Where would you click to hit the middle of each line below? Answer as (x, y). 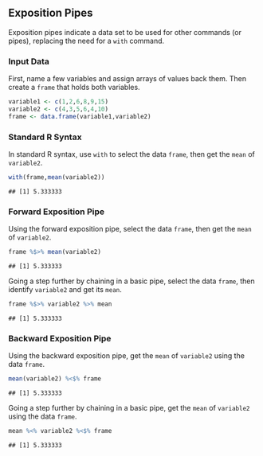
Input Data (29, 61)
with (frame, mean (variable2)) (57, 177)
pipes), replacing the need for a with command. (86, 41)
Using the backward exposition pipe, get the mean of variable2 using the (127, 356)
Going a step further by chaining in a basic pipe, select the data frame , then (131, 281)
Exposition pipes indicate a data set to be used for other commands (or (125, 32)
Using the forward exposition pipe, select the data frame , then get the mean (130, 229)
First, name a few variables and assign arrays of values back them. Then (128, 79)
